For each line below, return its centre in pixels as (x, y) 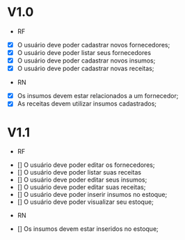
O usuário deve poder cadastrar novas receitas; (86, 69)
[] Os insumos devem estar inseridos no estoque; (88, 229)
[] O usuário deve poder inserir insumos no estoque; (92, 195)
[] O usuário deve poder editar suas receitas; (81, 187)
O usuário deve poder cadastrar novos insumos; (86, 61)
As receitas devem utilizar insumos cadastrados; (87, 104)
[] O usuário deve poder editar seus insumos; (82, 180)
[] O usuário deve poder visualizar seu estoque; (86, 202)
